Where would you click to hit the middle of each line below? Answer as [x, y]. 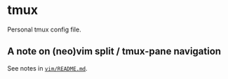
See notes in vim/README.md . [47, 68]
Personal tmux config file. [45, 29]
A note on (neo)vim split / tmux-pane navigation [114, 51]
